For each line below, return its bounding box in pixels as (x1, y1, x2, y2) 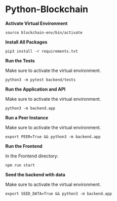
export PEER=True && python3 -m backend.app (5, 134, 101, 139)
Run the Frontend (5, 143, 43, 149)
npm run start (5, 163, 35, 168)
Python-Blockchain (5, 4, 89, 15)
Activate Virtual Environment (5, 20, 68, 26)
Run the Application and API (5, 86, 66, 92)
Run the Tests (5, 57, 35, 64)
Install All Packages (5, 39, 48, 45)
